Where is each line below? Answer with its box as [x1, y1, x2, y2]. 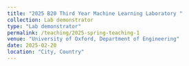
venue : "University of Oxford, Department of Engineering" [7, 36, 180, 43]
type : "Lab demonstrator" [7, 23, 81, 30]
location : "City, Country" [7, 49, 85, 56]
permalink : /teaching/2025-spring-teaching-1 [7, 29, 140, 36]
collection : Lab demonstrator [7, 16, 94, 23]
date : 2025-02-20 [7, 42, 57, 49]
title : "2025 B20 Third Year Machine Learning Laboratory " [7, 10, 184, 17]
